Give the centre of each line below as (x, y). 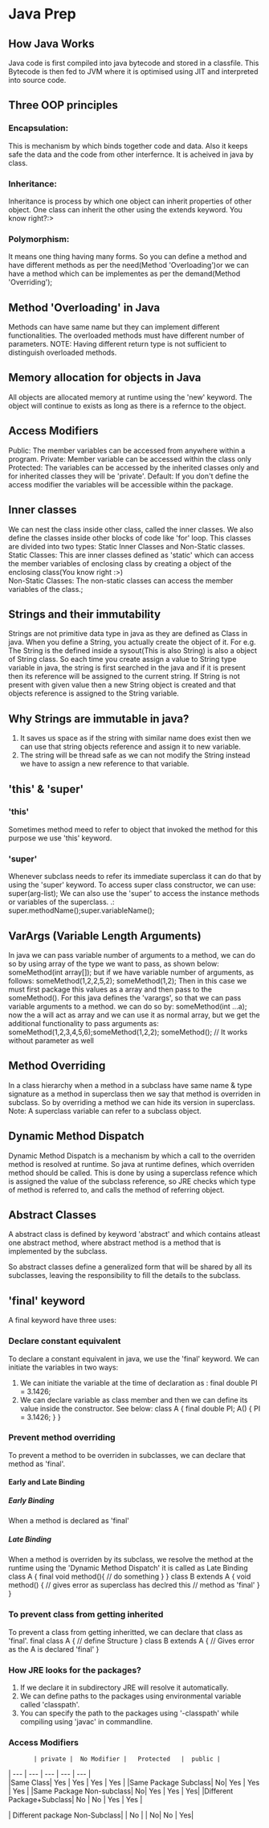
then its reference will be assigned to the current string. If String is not (124, 676)
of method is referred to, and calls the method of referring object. (116, 1189)
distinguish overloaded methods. (63, 353)
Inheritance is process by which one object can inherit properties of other (130, 201)
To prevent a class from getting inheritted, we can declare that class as (126, 1632)
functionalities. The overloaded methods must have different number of (126, 335)
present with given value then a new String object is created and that (122, 685)
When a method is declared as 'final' (69, 1521)
